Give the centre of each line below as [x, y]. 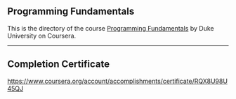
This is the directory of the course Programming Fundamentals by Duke [111, 28]
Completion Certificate [59, 64]
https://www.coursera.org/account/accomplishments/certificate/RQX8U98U [118, 81]
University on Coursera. [42, 36]
